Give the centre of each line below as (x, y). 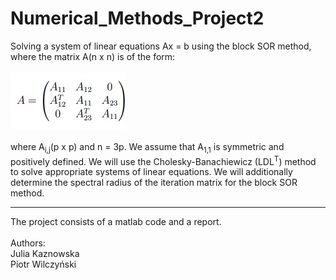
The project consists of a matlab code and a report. (116, 222)
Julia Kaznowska (45, 254)
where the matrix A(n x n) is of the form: (93, 56)
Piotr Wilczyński (43, 264)
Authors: (28, 243)
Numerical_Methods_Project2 (137, 18)
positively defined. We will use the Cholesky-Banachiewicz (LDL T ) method (163, 160)
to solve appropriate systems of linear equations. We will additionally (151, 172)
